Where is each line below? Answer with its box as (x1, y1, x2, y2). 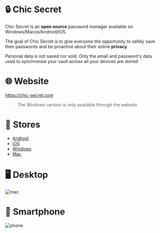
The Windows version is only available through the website (17, 101, 137, 107)
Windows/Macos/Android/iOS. (5, 29, 67, 34)
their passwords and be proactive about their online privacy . (5, 43, 128, 49)
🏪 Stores (5, 119, 40, 131)
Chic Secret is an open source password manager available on (5, 23, 133, 30)
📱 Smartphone (5, 206, 65, 217)
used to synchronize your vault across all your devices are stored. (5, 58, 139, 64)
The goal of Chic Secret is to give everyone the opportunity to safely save (5, 38, 156, 44)
